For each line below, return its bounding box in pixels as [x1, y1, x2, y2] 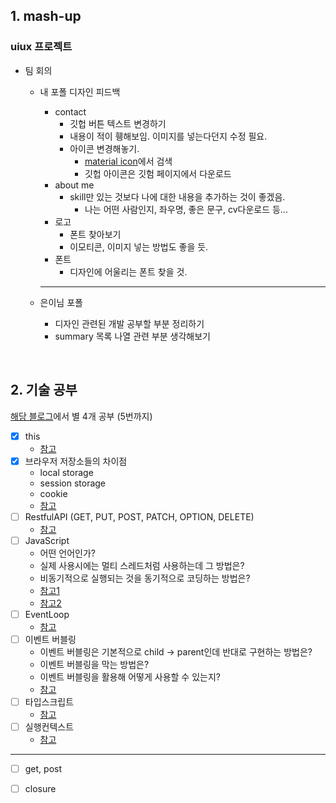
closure [24, 783, 57, 795]
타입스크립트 [24, 695, 75, 708]
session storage [39, 477, 107, 489]
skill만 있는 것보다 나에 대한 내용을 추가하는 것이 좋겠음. [69, 190, 286, 203]
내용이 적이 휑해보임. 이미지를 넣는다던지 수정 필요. [69, 130, 268, 142]
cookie [39, 487, 68, 499]
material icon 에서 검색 [84, 155, 173, 167]
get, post [24, 763, 63, 774]
